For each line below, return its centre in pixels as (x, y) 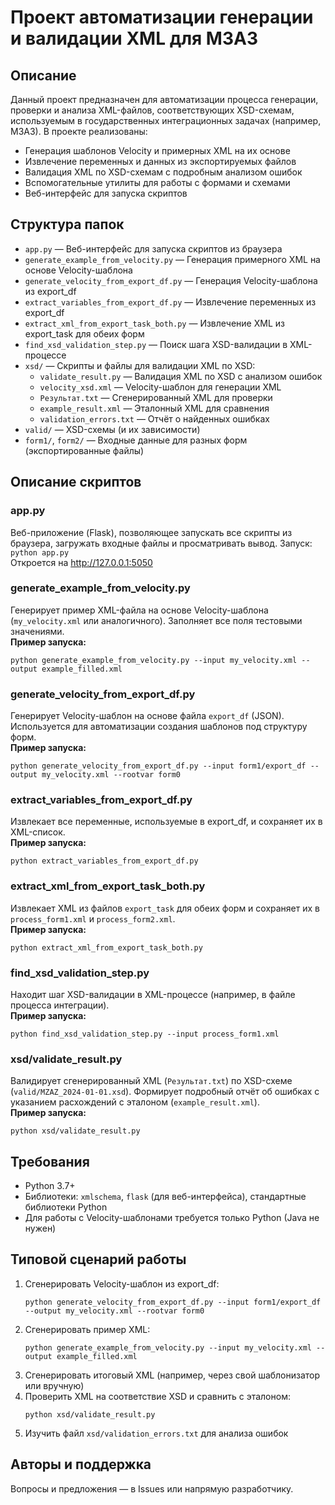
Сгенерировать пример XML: (87, 1329)
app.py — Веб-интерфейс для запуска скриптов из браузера (153, 248)
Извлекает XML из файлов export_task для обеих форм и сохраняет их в (165, 908)
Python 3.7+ (50, 1186)
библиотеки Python (66, 1207)
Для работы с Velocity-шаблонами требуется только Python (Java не (172, 1218)
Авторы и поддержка (81, 1464)
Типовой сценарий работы (98, 1259)
